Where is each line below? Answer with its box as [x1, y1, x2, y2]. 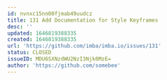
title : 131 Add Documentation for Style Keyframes [7, 17, 159, 24]
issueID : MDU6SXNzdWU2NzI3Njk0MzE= [7, 56, 112, 63]
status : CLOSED [7, 49, 52, 56]
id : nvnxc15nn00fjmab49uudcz [7, 10, 93, 17]
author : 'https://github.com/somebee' [7, 62, 121, 69]
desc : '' [7, 23, 33, 30]
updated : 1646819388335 [7, 29, 77, 37]
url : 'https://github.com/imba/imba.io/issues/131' [7, 42, 161, 49]
